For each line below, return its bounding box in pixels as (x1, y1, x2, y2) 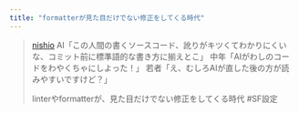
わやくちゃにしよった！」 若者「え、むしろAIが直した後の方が (47, 62, 282, 73)
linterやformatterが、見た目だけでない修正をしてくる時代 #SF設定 (31, 93, 278, 104)
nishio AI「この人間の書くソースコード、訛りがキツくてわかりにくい (31, 39, 287, 50)
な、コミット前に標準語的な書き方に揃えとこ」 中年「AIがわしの (31, 51, 274, 62)
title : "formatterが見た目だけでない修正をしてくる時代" (9, 13, 205, 23)
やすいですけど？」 (39, 74, 112, 85)
